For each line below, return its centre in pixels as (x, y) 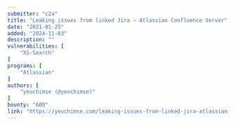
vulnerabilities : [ (36, 46)
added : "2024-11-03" (38, 33)
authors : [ (23, 85)
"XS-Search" (37, 53)
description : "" (31, 40)
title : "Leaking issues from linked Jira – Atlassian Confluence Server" (118, 20)
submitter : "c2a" (33, 14)
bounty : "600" (28, 105)
